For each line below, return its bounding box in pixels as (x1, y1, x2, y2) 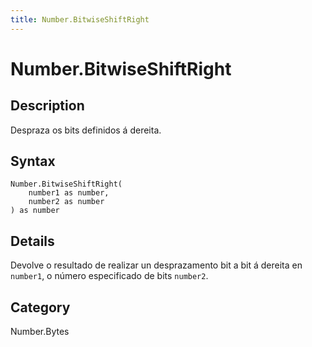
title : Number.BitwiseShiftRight (10, 14, 150, 25)
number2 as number (28, 197, 105, 207)
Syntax (10, 153, 56, 170)
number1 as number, (28, 188, 110, 198)
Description (10, 97, 85, 115)
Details (10, 232, 55, 250)
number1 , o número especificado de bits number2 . (10, 270, 209, 282)
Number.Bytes (10, 326, 70, 338)
